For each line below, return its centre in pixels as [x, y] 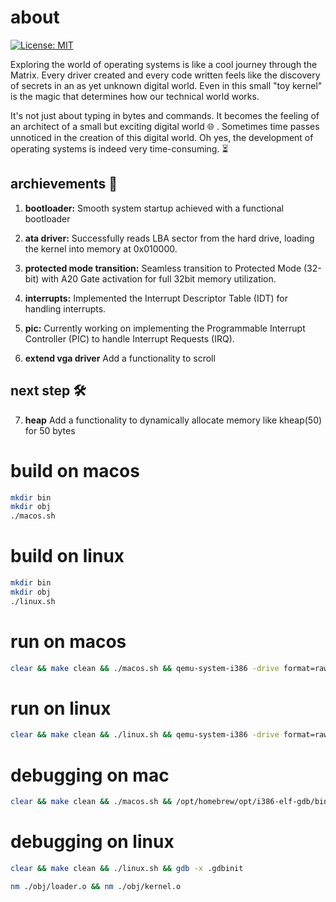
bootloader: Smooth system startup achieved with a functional [154, 208]
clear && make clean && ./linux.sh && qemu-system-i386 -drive [145, 735]
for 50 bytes [50, 430]
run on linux [61, 708]
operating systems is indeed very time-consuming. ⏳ [119, 148]
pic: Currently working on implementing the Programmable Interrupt [165, 328]
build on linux [67, 556]
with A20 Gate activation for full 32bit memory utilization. [159, 278]
